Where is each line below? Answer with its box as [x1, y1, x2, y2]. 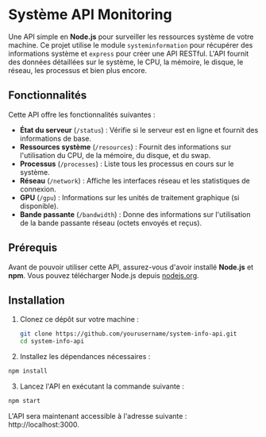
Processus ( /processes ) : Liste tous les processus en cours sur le [19, 159, 234, 168]
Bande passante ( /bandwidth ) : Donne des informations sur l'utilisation [19, 209, 251, 219]
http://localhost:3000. [8, 420, 79, 429]
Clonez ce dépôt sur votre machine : [19, 315, 139, 324]
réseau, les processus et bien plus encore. [8, 65, 148, 75]
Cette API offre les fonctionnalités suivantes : [8, 110, 156, 119]
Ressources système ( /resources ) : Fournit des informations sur [19, 141, 232, 152]
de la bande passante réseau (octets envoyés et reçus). [19, 218, 202, 227]
